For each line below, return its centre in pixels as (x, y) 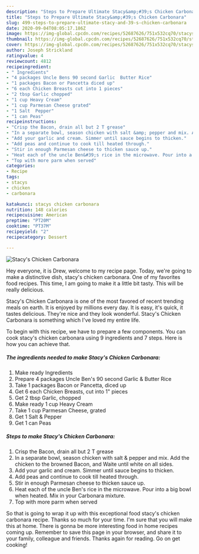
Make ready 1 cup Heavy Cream (54, 404)
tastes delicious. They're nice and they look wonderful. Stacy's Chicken (94, 313)
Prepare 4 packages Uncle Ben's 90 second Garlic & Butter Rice (93, 379)
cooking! (17, 545)
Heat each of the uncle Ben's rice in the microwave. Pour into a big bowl (103, 489)
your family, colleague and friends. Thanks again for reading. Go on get (93, 538)
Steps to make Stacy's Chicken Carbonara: (61, 437)
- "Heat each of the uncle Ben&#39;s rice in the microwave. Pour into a (99, 155)
